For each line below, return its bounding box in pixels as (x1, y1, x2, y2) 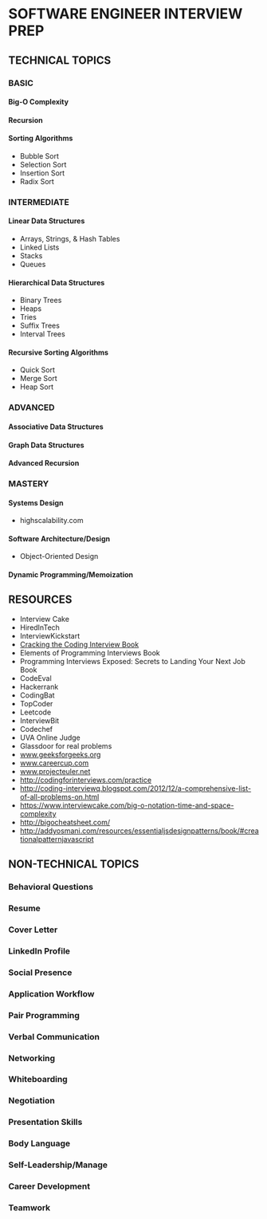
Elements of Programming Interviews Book (19, 647, 161, 658)
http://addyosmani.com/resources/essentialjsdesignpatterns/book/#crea (19, 826, 259, 836)
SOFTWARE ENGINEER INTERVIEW (8, 5, 243, 23)
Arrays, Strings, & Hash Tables (19, 234, 120, 244)
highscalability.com (19, 516, 84, 525)
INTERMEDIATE (8, 196, 69, 207)
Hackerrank (19, 682, 59, 691)
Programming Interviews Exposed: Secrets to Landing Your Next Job (19, 656, 245, 666)
